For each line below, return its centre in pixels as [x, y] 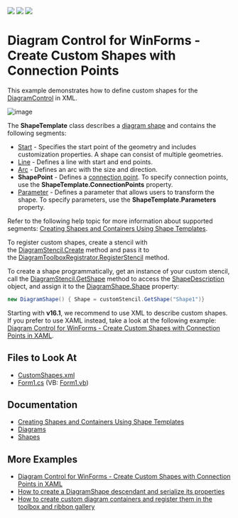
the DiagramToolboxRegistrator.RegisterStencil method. [88, 257]
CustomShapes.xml [46, 375]
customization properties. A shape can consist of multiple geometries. [120, 154]
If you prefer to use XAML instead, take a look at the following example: [112, 320]
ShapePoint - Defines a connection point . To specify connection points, [123, 177]
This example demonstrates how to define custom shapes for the [103, 90]
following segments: [37, 133]
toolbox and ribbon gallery [56, 507]
